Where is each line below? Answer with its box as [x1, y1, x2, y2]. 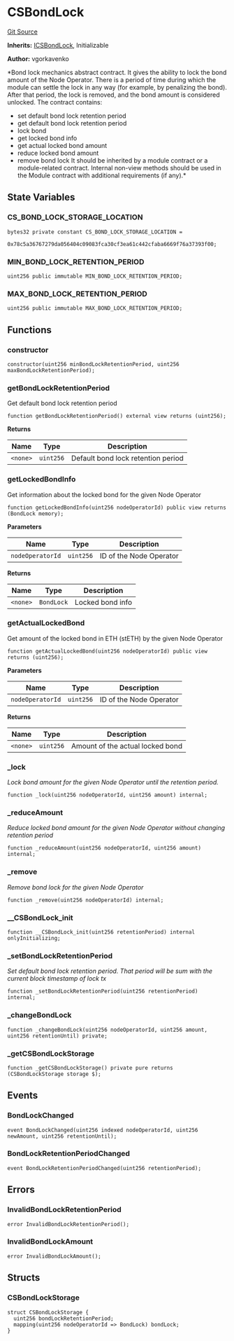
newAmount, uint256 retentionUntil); [7, 1133, 117, 1140]
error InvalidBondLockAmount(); [7, 1253, 101, 1260]
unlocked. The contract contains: [7, 97, 103, 106]
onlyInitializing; [7, 934, 61, 941]
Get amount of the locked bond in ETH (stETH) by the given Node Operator [7, 634, 224, 642]
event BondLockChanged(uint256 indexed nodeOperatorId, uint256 [7, 1126, 198, 1134]
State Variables [7, 191, 75, 203]
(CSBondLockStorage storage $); [7, 1070, 101, 1077]
